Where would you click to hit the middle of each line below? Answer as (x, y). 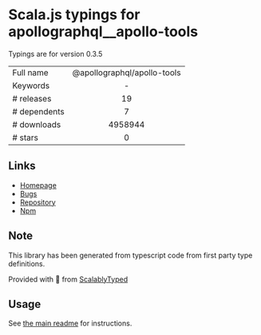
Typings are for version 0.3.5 (55, 54)
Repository (38, 202)
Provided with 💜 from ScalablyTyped (68, 279)
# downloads (37, 124)
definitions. (27, 263)
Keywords (31, 86)
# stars (25, 138)
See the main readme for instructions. (70, 323)
